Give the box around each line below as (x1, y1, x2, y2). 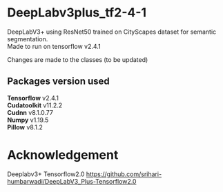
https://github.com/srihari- (86, 170, 162, 178)
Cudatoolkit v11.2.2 (7, 101, 63, 109)
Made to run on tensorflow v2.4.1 (7, 42, 101, 50)
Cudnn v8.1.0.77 (7, 108, 54, 116)
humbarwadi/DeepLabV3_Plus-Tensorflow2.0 (7, 177, 137, 185)
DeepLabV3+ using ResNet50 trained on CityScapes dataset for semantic (7, 28, 217, 36)
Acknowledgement (7, 147, 119, 162)
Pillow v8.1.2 (7, 122, 43, 131)
